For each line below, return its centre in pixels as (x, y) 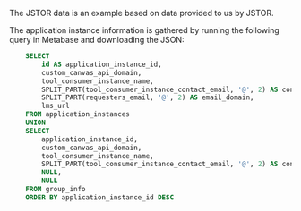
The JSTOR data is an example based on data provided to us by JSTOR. (142, 13)
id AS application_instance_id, (102, 64)
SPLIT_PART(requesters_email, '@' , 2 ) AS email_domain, (148, 97)
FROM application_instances (77, 114)
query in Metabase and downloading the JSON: (97, 40)
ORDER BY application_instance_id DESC (100, 197)
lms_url (56, 106)
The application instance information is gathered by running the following (144, 30)
